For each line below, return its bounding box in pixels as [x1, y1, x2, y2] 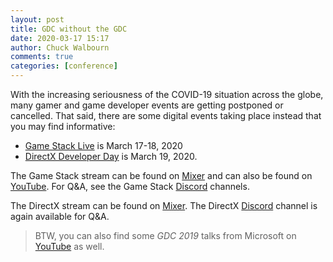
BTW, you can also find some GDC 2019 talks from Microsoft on [34, 230, 297, 241]
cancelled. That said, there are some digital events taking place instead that [10, 110, 322, 121]
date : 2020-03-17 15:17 [10, 33, 110, 43]
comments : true [10, 52, 74, 62]
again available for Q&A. [10, 211, 110, 222]
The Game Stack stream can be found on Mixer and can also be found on [10, 170, 313, 181]
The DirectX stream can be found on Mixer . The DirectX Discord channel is [10, 200, 318, 211]
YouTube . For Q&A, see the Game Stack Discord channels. [10, 181, 250, 192]
